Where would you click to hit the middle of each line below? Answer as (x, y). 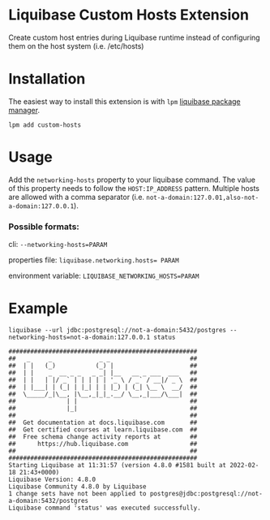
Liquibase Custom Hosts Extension (129, 15)
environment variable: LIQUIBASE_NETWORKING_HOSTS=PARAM (104, 276)
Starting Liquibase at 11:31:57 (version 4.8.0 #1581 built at (118, 466)
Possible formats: (44, 227)
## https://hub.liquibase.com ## (103, 444)
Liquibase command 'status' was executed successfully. (105, 508)
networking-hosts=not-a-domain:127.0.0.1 (79, 338)
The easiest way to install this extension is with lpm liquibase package (124, 101)
